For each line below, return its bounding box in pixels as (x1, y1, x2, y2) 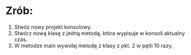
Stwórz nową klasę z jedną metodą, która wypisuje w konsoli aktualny (14, 29, 185, 36)
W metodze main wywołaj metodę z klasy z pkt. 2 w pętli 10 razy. (14, 42, 173, 49)
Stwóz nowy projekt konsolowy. (14, 23, 93, 30)
